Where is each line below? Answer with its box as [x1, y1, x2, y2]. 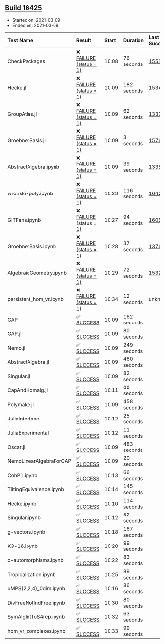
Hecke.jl [7, 84, 27, 91]
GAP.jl [7, 330, 22, 337]
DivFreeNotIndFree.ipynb [7, 599, 65, 606]
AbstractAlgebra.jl [7, 358, 49, 365]
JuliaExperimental [7, 429, 49, 436]
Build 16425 [5, 4, 42, 12]
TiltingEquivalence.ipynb [7, 486, 65, 493]
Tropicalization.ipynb [7, 571, 56, 578]
